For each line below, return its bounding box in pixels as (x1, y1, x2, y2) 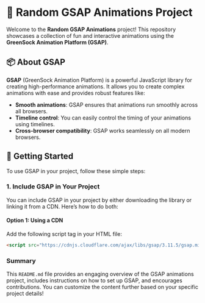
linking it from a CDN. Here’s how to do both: (6, 202, 118, 210)
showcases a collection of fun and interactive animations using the (6, 32, 174, 39)
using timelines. (15, 120, 55, 127)
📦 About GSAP (6, 57, 66, 68)
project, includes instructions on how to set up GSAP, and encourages (6, 277, 183, 284)
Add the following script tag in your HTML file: (6, 230, 122, 238)
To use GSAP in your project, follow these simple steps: (6, 167, 146, 174)
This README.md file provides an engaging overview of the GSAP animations (6, 271, 194, 278)
